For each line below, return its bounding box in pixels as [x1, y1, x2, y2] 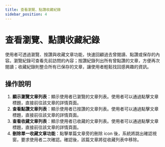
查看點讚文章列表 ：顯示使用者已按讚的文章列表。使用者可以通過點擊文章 [12, 106, 159, 112]
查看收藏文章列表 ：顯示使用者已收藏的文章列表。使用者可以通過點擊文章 [12, 118, 159, 124]
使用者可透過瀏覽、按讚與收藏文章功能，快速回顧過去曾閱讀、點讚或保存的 [5, 52, 156, 58]
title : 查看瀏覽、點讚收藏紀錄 [5, 7, 61, 12]
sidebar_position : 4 [5, 12, 48, 17]
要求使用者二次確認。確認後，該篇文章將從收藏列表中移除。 [21, 137, 141, 143]
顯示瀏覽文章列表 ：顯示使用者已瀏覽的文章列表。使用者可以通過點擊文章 [12, 94, 159, 100]
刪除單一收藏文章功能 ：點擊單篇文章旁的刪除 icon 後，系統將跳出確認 [12, 131, 153, 137]
